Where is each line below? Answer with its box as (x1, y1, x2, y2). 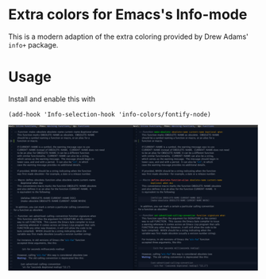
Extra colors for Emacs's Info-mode (8, 6, 248, 24)
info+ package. (8, 40, 59, 49)
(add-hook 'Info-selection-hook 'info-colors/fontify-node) (8, 110, 212, 118)
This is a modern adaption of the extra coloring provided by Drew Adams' (8, 32, 249, 41)
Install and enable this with (8, 94, 95, 104)
